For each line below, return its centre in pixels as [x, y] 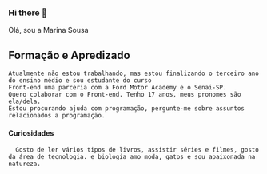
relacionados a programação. [57, 116]
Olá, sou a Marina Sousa [49, 30]
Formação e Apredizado [69, 55]
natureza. [25, 164]
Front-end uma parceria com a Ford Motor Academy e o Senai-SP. [118, 88]
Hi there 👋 [28, 13]
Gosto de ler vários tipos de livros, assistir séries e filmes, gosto [137, 150]
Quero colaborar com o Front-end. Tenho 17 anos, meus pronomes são [125, 95]
